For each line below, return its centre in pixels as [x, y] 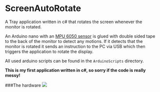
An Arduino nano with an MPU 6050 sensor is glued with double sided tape [80, 36]
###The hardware [23, 85]
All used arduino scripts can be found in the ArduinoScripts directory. [74, 61]
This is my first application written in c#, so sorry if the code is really [75, 70]
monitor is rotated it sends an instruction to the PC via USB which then [75, 46]
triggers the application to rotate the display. [49, 52]
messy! [13, 75]
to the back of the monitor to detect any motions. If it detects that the [74, 41]
